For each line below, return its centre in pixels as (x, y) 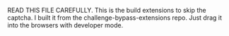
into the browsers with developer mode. (65, 25)
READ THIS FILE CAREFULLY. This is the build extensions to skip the (107, 10)
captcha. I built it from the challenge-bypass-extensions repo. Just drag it (115, 18)
